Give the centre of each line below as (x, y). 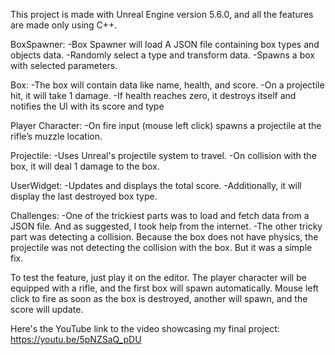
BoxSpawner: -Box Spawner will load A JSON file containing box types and (165, 44)
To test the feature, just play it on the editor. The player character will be (158, 277)
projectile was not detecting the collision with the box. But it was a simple (161, 247)
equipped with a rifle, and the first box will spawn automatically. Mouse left (164, 288)
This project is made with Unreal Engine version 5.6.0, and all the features (162, 14)
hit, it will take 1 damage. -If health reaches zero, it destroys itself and (153, 95)
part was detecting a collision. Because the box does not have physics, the (164, 237)
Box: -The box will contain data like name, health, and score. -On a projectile (167, 85)
